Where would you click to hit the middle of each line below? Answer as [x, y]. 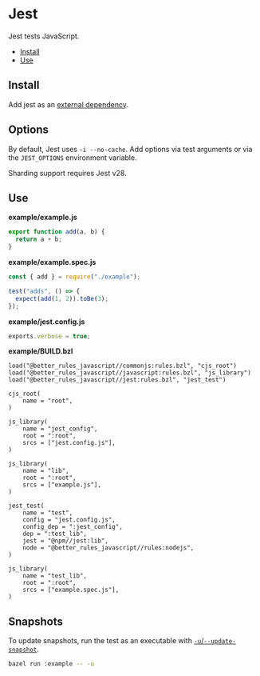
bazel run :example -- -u [51, 664]
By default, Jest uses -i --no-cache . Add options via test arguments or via [130, 149]
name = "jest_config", [60, 429]
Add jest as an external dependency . [69, 104]
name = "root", [48, 401]
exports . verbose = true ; [49, 336]
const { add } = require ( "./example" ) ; [75, 277]
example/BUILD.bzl [41, 351]
